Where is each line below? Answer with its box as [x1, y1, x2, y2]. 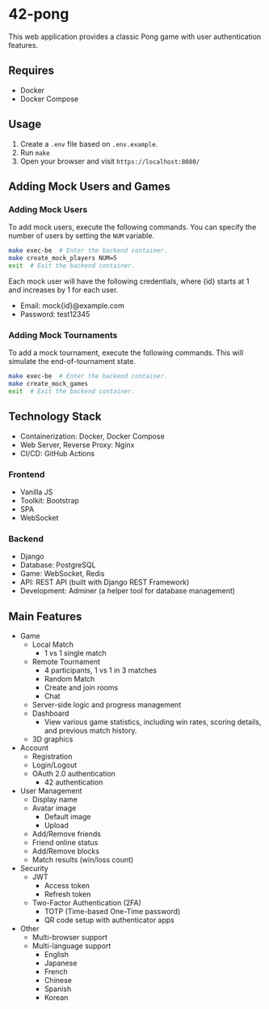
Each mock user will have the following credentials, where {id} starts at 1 [8, 276, 250, 286]
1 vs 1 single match [44, 648, 107, 658]
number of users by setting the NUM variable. [8, 231, 155, 241]
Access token [44, 881, 90, 891]
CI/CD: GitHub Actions [19, 448, 95, 458]
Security [19, 864, 48, 874]
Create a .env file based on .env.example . [19, 139, 158, 148]
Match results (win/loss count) [32, 855, 134, 865]
